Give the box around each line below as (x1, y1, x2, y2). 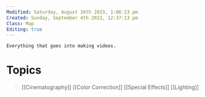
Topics (6, 63, 42, 77)
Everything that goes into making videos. (6, 43, 116, 49)
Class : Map (6, 20, 34, 26)
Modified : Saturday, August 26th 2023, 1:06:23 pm (6, 9, 138, 15)
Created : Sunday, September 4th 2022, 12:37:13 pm (6, 15, 138, 21)
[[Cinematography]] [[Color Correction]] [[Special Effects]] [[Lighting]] (21, 83, 199, 91)
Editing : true (6, 26, 43, 33)
